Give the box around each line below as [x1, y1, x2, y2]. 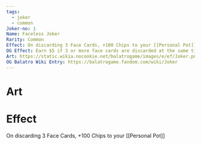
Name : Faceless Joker [6, 31, 60, 37]
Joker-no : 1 [6, 25, 36, 32]
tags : [6, 8, 20, 15]
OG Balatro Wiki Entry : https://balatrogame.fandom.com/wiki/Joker [6, 59, 178, 65]
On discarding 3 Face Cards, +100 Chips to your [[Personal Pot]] [6, 132, 165, 139]
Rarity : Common [6, 37, 44, 43]
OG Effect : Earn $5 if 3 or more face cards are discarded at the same [6, 48, 188, 54]
